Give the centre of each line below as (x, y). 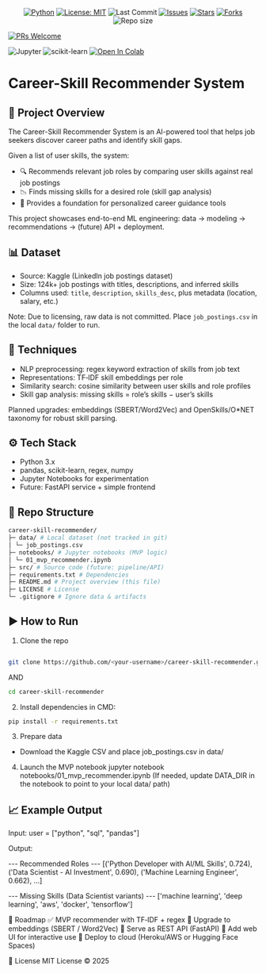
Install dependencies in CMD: (68, 707)
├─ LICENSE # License (44, 590)
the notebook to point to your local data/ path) (95, 784)
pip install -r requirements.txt (63, 722)
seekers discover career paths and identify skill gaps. (95, 140)
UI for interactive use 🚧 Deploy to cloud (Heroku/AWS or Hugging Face (123, 937)
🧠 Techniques (43, 350)
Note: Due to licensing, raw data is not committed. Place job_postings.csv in (133, 316)
